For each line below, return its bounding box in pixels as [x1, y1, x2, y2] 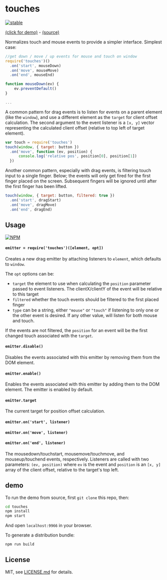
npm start [5, 513, 26, 518]
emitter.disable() [5, 344, 43, 349]
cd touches [5, 504, 28, 509]
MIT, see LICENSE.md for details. [5, 568, 73, 575]
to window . [5, 261, 25, 267]
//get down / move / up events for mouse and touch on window [5, 53, 137, 59]
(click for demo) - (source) [5, 29, 60, 35]
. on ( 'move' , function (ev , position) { [9, 149, 93, 154]
